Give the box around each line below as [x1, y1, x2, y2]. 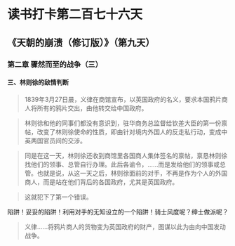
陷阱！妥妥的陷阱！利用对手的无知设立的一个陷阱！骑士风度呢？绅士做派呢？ [7, 207, 229, 216]
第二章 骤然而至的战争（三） [7, 59, 103, 69]
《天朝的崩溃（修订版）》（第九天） [7, 37, 155, 48]
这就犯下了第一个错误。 [24, 193, 93, 201]
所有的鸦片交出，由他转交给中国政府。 [36, 103, 148, 112]
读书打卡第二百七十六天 [7, 6, 143, 22]
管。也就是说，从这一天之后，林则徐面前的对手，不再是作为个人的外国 [24, 169, 228, 177]
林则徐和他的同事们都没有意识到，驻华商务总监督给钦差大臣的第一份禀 [24, 119, 228, 127]
